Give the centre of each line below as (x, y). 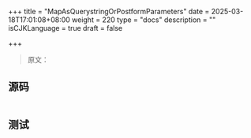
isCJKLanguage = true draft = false (66, 28)
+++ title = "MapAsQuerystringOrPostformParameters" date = (109, 11)
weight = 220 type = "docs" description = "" (144, 20)
